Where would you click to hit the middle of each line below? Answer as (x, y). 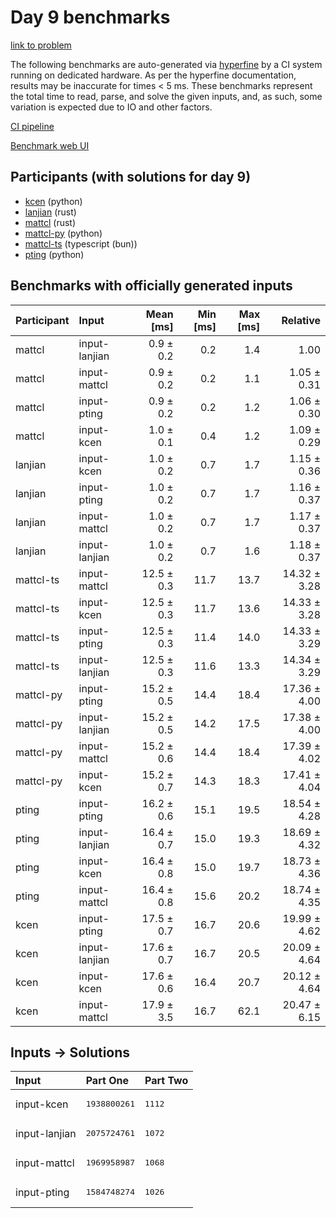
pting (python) (54, 254)
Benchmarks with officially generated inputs (151, 286)
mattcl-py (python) (63, 233)
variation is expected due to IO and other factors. (111, 107)
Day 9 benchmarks (90, 17)
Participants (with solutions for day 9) (131, 177)
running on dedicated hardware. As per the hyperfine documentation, (153, 75)
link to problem (41, 45)
